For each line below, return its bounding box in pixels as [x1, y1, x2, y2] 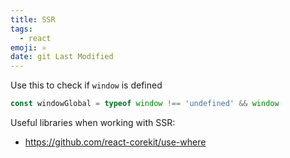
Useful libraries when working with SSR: [10, 117, 176, 128]
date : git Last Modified [10, 52, 114, 62]
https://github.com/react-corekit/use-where [24, 136, 207, 148]
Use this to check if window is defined [10, 79, 163, 91]
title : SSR [10, 14, 56, 25]
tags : [10, 24, 33, 34]
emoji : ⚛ [10, 42, 47, 53]
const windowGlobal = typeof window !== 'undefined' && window [10, 99, 280, 109]
